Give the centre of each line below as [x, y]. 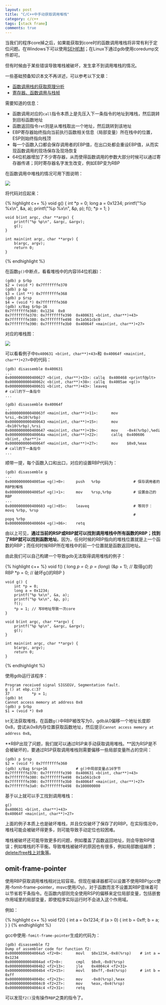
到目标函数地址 [27, 120]
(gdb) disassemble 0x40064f [34, 405]
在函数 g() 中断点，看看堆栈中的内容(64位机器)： [54, 272]
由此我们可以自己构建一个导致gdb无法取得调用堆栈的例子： [65, 556]
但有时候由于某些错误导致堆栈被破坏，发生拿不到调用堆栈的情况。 [72, 66]
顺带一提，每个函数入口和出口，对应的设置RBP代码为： [61, 463]
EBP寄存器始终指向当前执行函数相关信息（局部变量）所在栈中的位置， [83, 132]
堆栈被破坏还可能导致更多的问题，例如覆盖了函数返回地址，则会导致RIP [78, 841]
